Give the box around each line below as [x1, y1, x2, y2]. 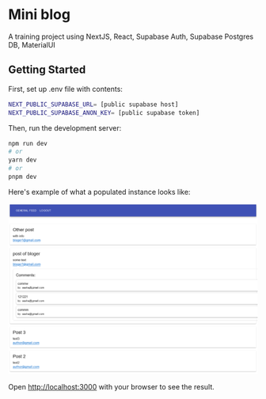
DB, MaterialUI [8, 40, 55, 49]
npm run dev [8, 139, 47, 147]
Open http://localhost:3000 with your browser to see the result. [8, 382, 215, 391]
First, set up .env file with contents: [8, 84, 123, 93]
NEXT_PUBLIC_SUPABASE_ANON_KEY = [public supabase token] [8, 108, 200, 116]
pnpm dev [8, 173, 37, 180]
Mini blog [8, 6, 71, 24]
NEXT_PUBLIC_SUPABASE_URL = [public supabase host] [8, 101, 179, 108]
